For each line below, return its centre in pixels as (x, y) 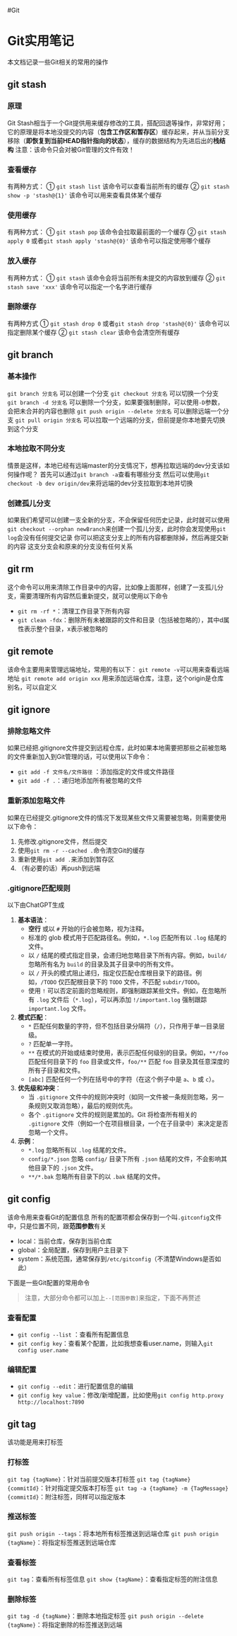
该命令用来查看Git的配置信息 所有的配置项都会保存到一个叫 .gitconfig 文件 (115, 1217)
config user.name (43, 1351)
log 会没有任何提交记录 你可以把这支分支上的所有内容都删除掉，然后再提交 (115, 538)
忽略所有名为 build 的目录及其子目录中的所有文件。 (103, 964)
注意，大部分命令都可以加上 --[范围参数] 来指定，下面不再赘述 (113, 1298)
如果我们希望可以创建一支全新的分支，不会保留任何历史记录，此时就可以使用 (119, 520)
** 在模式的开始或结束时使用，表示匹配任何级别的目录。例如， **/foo (128, 1053)
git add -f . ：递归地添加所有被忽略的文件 (80, 781)
